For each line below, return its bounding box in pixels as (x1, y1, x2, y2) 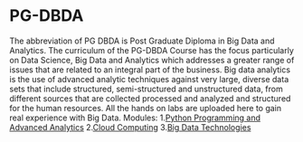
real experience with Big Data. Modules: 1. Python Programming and (9, 112, 260, 123)
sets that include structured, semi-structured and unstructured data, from (9, 83, 283, 94)
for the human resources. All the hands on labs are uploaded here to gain (9, 102, 282, 113)
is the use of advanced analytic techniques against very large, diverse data (9, 73, 289, 84)
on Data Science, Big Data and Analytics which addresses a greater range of (9, 54, 295, 65)
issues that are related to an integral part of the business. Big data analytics (9, 64, 291, 75)
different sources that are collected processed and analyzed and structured (9, 92, 291, 104)
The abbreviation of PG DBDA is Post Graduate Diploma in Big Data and (9, 35, 275, 46)
